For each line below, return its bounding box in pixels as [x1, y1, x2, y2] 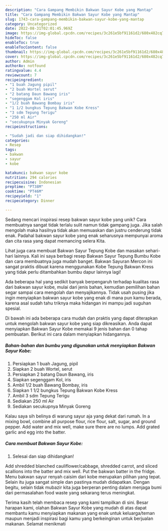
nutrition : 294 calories [5, 175, 57, 180]
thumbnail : [5, 49, 28, 54]
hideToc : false [5, 36, 37, 41]
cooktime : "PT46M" [5, 189, 43, 194]
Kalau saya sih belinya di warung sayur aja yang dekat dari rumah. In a [5, 413, 150, 419]
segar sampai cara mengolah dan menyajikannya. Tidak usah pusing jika [5, 289, 154, 295]
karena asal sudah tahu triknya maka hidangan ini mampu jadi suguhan [5, 300, 151, 306]
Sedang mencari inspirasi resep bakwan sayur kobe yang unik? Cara [5, 217, 146, 223]
